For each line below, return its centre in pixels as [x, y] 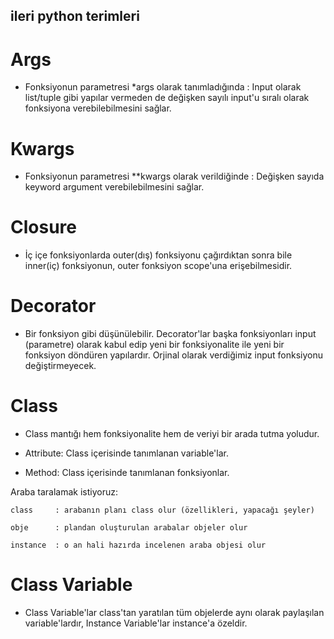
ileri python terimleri [75, 16]
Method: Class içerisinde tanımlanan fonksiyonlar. [127, 473]
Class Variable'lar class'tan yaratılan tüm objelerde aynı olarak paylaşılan [174, 613]
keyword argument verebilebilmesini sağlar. [114, 187]
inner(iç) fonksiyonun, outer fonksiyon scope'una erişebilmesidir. [158, 266]
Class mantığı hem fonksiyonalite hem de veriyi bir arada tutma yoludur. [172, 434]
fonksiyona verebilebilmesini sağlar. [98, 108]
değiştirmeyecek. [60, 366]
